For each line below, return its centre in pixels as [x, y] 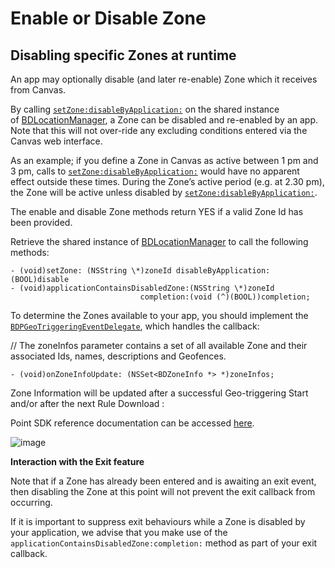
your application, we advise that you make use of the [119, 532]
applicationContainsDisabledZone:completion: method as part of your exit [164, 543]
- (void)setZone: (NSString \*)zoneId [91, 271]
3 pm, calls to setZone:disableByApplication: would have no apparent [155, 171]
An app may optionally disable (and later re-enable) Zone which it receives [164, 79]
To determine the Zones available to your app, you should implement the [159, 315]
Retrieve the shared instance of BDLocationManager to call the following [159, 241]
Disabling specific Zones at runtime [123, 55]
